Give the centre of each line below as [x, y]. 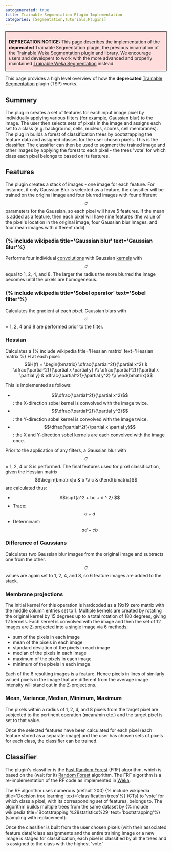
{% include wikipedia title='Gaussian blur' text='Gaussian [79, 241]
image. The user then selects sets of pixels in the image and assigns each [83, 123]
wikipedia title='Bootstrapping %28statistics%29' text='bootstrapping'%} [83, 812]
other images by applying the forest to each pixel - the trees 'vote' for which [86, 150]
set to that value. [23, 720]
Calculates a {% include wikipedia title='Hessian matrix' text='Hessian [79, 351]
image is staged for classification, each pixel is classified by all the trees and [86, 838]
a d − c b [90, 530]
